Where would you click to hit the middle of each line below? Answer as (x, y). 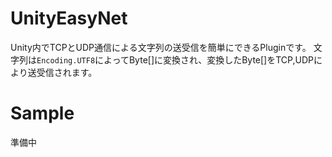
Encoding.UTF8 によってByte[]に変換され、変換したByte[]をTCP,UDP (175, 59)
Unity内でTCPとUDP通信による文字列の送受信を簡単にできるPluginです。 (161, 47)
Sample (42, 113)
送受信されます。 (62, 72)
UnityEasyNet (69, 18)
